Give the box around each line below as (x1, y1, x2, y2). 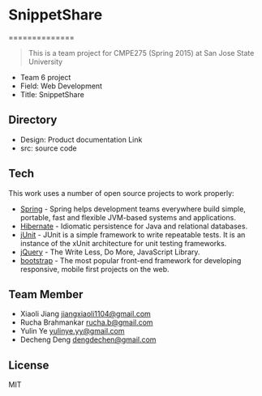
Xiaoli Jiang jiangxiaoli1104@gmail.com (19, 309, 152, 319)
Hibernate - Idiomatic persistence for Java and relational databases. (19, 221, 248, 231)
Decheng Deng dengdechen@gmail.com (19, 334, 157, 345)
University (28, 57, 63, 66)
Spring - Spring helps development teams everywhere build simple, (19, 204, 246, 214)
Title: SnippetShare (19, 89, 85, 99)
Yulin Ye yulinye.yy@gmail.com (19, 326, 125, 336)
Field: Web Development (19, 81, 103, 91)
